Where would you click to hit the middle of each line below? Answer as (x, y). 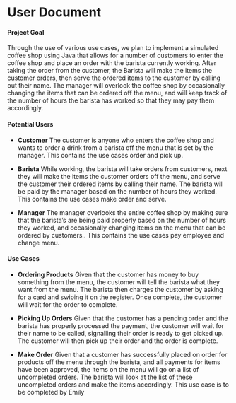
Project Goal (26, 32)
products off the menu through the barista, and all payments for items (119, 362)
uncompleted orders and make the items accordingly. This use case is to (123, 384)
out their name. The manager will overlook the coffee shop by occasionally (116, 86)
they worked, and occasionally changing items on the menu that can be (122, 228)
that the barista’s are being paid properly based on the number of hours (122, 220)
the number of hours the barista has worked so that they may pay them (111, 100)
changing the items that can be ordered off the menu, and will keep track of (117, 93)
